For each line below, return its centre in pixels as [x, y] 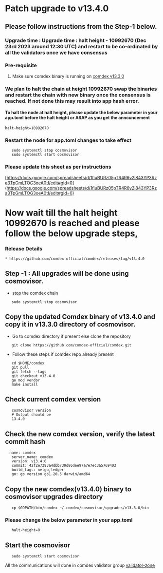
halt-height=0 [26, 530]
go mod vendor [26, 380]
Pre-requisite [21, 65]
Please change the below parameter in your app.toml [69, 520]
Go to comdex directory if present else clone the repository [72, 336]
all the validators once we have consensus [56, 53]
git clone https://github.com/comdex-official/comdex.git [72, 345]
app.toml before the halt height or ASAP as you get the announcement [77, 118]
